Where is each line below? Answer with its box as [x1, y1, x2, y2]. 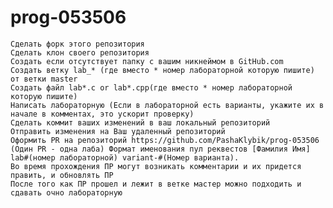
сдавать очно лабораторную [10, 187, 123, 198]
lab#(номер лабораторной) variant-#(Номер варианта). [10, 152, 240, 163]
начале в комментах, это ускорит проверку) [10, 109, 195, 119]
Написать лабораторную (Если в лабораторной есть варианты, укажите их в [10, 100, 325, 110]
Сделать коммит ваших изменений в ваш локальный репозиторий [10, 117, 271, 128]
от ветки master [10, 74, 78, 84]
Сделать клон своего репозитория [10, 47, 150, 58]
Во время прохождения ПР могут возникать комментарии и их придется [10, 161, 302, 171]
